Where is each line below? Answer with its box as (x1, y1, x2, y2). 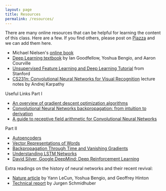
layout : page (5, 7, 32, 12)
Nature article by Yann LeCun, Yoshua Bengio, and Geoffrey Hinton (12, 175, 149, 181)
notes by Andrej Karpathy (12, 81, 65, 87)
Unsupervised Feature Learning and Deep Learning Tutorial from (12, 65, 144, 71)
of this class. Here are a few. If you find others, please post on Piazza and (5, 35, 155, 41)
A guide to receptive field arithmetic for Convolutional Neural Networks (12, 116, 157, 122)
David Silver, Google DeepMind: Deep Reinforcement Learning (12, 156, 139, 162)
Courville (12, 60, 31, 66)
